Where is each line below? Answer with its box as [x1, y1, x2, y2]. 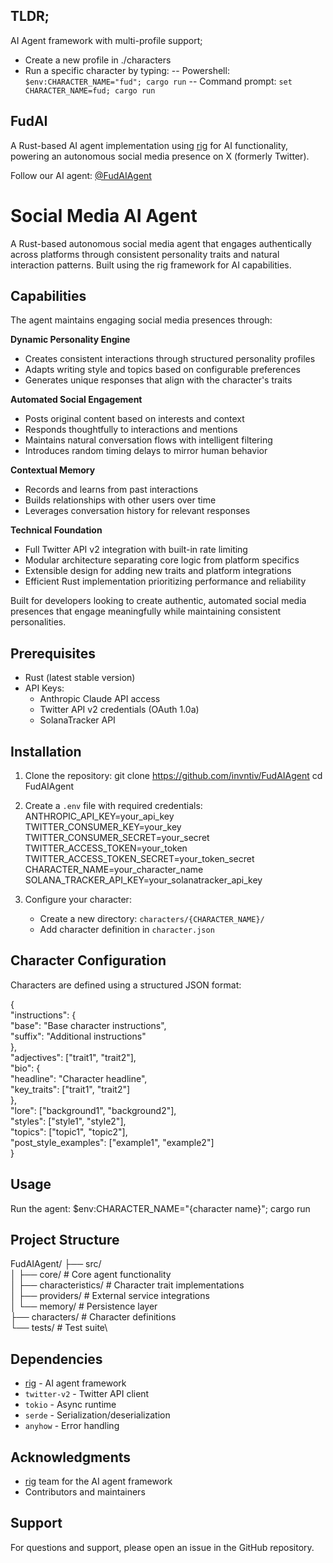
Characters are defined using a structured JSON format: [10, 979, 242, 991]
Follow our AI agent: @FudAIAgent [10, 169, 152, 181]
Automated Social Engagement [10, 394, 143, 406]
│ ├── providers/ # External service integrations [10, 1290, 210, 1302]
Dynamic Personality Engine [10, 334, 131, 346]
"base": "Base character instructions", [10, 1019, 167, 1031]
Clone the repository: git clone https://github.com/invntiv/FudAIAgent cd [24, 770, 323, 781]
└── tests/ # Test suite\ [10, 1322, 108, 1334]
